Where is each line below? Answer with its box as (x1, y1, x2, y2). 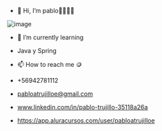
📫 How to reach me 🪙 (17, 61, 83, 68)
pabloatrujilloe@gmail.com (17, 90, 93, 98)
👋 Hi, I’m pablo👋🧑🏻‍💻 (17, 7, 74, 14)
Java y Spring (17, 47, 57, 54)
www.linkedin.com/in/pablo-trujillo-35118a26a (17, 103, 148, 111)
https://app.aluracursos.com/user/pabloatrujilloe (17, 117, 155, 124)
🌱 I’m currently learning (17, 33, 84, 41)
